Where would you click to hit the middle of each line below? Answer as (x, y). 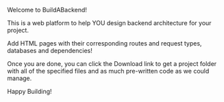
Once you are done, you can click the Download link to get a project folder (112, 64)
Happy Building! (30, 91)
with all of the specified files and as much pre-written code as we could (108, 71)
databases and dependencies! (50, 51)
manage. (20, 78)
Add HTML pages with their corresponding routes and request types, (104, 43)
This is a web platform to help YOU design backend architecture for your (109, 23)
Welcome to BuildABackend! (47, 10)
